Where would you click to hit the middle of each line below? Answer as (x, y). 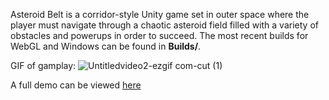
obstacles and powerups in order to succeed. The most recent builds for (159, 35)
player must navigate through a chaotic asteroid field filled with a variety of (164, 25)
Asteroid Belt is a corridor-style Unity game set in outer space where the (160, 14)
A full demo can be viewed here (76, 85)
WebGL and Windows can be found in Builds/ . (106, 46)
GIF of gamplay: (43, 65)
